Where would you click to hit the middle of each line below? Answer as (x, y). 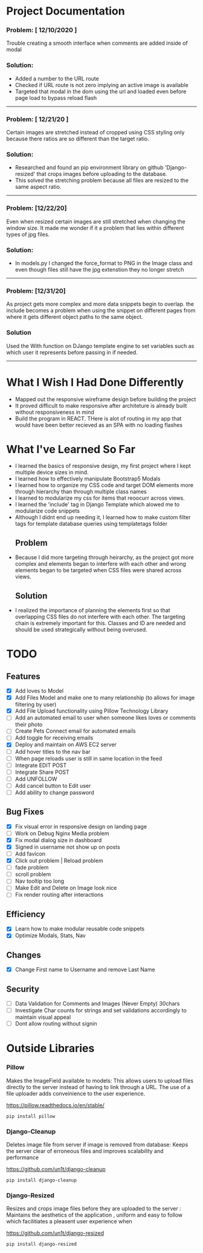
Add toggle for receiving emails (54, 738)
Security (23, 989)
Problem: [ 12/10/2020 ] (42, 30)
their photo (29, 725)
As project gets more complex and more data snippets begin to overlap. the (100, 304)
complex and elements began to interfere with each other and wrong (100, 564)
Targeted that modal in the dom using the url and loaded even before (101, 91)
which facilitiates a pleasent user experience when (69, 1222)
